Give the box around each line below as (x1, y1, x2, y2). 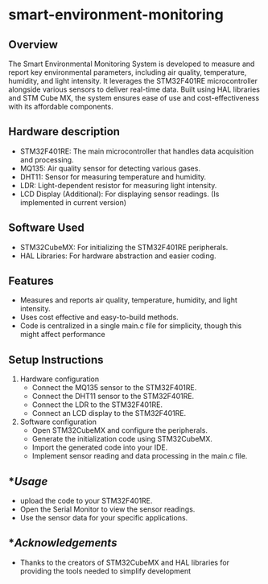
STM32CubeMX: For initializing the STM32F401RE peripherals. (19, 242, 229, 252)
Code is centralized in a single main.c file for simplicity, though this (19, 321, 242, 331)
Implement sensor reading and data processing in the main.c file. (31, 451, 248, 461)
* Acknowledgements (8, 537, 118, 550)
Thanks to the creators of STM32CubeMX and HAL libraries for (19, 557, 230, 567)
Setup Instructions (8, 352, 104, 367)
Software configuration (19, 417, 97, 427)
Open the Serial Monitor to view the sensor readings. (19, 504, 196, 514)
